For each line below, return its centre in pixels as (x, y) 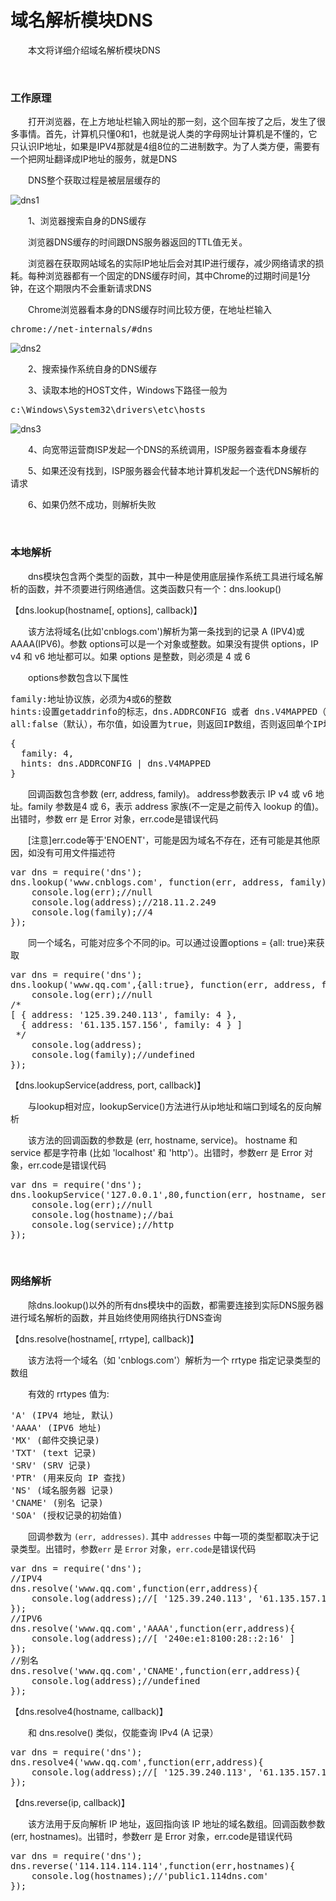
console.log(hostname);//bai (103, 1214)
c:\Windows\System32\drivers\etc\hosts (108, 410)
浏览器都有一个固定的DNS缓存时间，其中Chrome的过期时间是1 (173, 276)
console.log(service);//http (103, 1224)
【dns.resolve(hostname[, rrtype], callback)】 (105, 1338)
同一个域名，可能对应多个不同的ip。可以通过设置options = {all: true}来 (172, 942)
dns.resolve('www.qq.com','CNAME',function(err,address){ (155, 1670)
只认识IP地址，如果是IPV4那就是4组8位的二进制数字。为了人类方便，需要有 (165, 147)
